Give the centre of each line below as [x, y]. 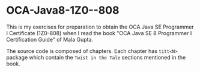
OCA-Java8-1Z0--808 [63, 10]
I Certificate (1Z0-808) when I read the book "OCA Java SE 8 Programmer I [99, 33]
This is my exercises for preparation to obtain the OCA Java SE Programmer [100, 27]
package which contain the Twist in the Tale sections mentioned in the [96, 57]
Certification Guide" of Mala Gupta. [50, 39]
